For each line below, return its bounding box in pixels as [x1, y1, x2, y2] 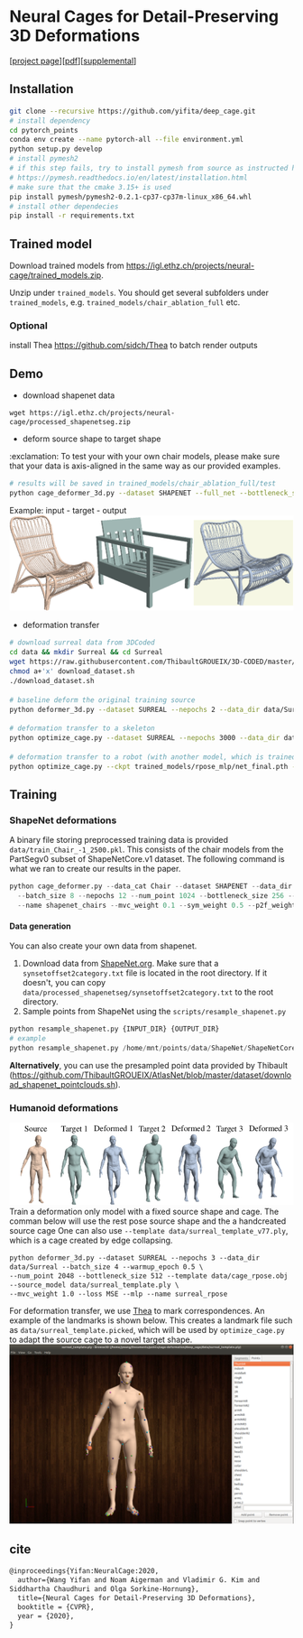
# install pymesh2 [9, 154, 78, 163]
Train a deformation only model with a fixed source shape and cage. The [9, 1207, 280, 1217]
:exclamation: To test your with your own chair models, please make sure [9, 451, 280, 462]
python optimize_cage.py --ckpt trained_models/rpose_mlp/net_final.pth [9, 762, 289, 771]
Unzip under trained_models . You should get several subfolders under [9, 287, 269, 299]
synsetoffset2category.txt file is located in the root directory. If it [22, 967, 268, 978]
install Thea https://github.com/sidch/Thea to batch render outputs [9, 340, 259, 351]
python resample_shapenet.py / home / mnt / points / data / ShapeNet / [9, 1043, 248, 1052]
